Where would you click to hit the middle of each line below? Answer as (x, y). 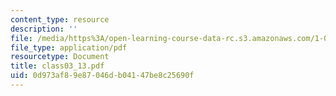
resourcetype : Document (60, 57)
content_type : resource (60, 19)
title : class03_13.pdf (57, 66)
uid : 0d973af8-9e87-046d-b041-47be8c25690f (102, 76)
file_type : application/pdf (69, 47)
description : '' (44, 29)
